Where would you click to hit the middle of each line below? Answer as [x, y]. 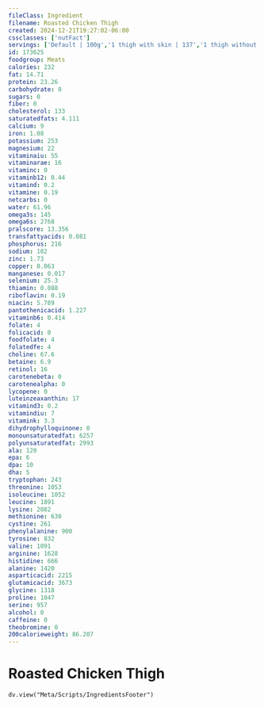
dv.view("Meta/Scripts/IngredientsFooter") [81, 695]
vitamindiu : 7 [32, 414]
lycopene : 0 [28, 392]
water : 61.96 [30, 207]
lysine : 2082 [30, 509]
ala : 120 [23, 450]
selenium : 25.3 [33, 281]
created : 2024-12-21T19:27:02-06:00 [69, 30]
